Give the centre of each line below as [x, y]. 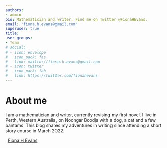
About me [26, 101]
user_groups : [19, 38]
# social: [16, 47]
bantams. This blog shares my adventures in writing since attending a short [83, 125]
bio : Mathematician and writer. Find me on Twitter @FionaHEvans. [76, 19]
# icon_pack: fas [26, 57]
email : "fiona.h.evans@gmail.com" [42, 24]
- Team [12, 43]
